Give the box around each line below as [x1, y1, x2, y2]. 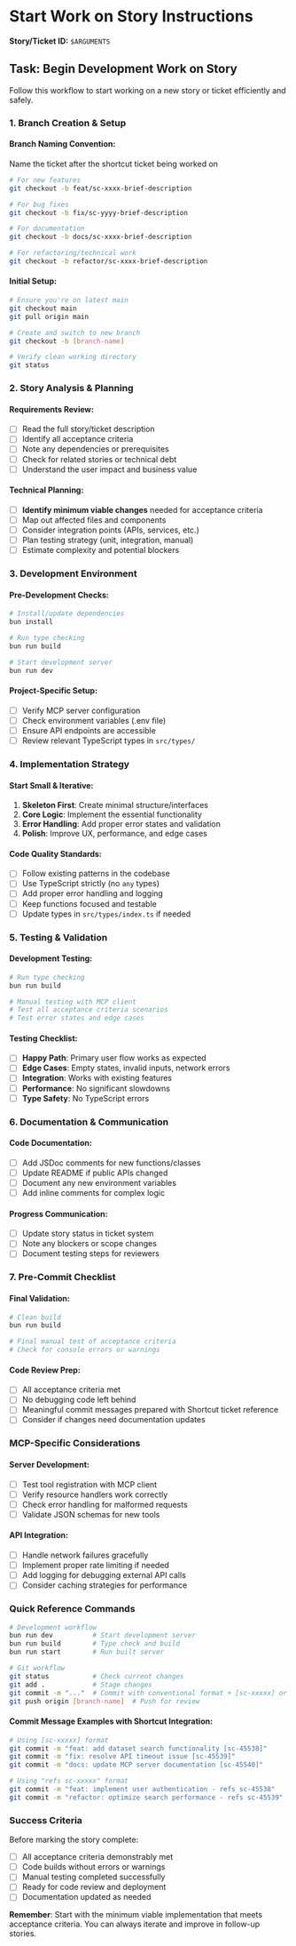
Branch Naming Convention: [9, 139, 116, 149]
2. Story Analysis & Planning [9, 382, 135, 395]
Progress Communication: [9, 1208, 108, 1219]
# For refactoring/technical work [9, 249, 137, 258]
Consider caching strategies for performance [21, 1580, 188, 1590]
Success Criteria [9, 1814, 82, 1826]
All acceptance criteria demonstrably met [21, 1852, 174, 1862]
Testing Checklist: [9, 1033, 78, 1044]
